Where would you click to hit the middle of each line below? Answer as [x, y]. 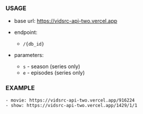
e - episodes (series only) [54, 73]
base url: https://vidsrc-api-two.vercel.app [66, 21]
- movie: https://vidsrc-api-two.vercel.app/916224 [70, 100]
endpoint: [26, 32]
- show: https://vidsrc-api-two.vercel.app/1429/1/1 [71, 105]
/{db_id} [34, 44]
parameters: [29, 55]
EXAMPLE [20, 88]
